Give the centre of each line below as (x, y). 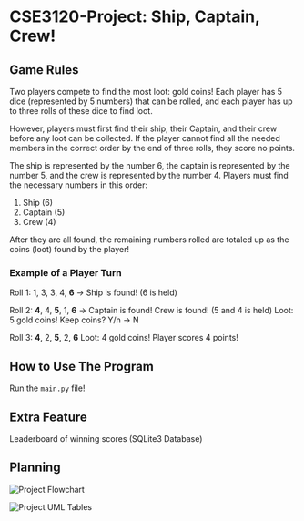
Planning (35, 468)
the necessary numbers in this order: (79, 185)
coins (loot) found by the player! (70, 249)
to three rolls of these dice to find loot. (81, 111)
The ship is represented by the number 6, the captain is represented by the (150, 165)
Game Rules (44, 70)
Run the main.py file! (47, 388)
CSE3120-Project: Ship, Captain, (135, 17)
